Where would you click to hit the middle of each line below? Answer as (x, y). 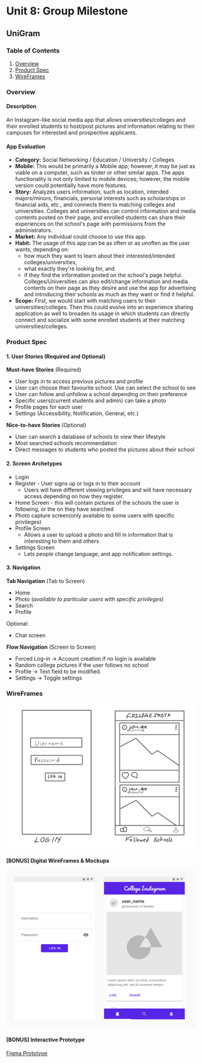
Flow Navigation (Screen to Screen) (51, 647)
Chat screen (30, 635)
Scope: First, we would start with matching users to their (85, 301)
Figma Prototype (27, 1053)
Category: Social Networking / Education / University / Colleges (95, 160)
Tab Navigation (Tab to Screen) (46, 581)
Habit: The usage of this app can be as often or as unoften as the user (102, 243)
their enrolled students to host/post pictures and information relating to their (100, 126)
